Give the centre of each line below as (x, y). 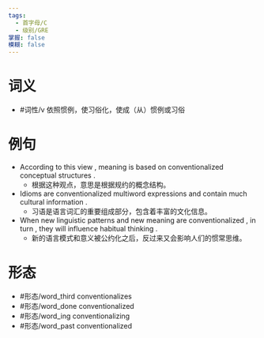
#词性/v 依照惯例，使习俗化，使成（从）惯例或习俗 (102, 110)
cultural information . (54, 202)
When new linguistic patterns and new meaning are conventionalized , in (138, 220)
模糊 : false (26, 45)
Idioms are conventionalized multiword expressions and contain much (133, 193)
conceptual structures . (58, 175)
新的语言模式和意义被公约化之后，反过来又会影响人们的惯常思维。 (139, 238)
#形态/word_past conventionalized (76, 325)
